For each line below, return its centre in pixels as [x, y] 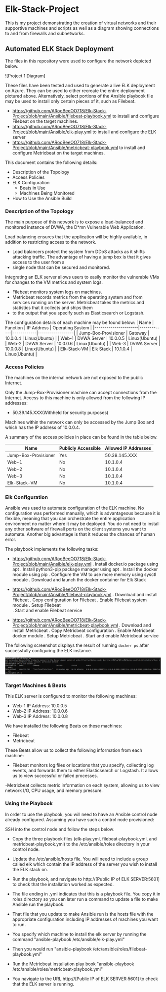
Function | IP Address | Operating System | [49, 328]
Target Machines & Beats [36, 685]
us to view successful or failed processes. [55, 776]
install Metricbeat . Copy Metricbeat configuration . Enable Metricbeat [83, 630]
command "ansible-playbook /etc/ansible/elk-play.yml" [68, 939]
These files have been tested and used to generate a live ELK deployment [80, 85]
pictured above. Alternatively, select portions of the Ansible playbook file [79, 96]
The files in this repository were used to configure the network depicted [78, 61]
